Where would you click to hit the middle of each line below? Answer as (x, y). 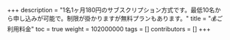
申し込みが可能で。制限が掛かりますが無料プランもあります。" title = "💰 (115, 18)
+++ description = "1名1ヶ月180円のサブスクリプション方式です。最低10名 (111, 10)
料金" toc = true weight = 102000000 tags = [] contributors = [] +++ (115, 29)
